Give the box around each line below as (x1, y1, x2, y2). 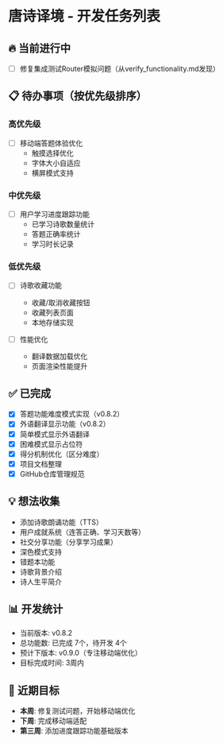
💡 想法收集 (8, 494, 60, 509)
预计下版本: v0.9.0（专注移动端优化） (19, 648, 142, 658)
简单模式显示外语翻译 (19, 429, 90, 439)
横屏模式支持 (31, 168, 74, 177)
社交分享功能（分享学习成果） (19, 537, 117, 547)
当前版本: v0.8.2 (19, 629, 73, 638)
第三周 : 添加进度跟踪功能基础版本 (19, 726, 129, 736)
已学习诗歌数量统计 (31, 219, 95, 229)
